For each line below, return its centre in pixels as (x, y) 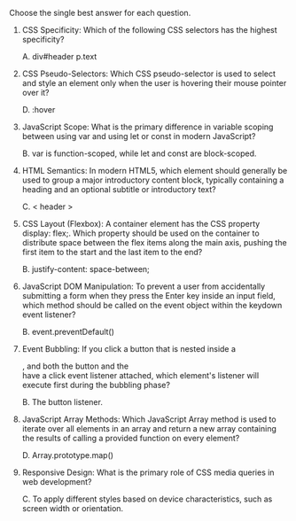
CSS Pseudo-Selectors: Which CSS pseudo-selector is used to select (149, 74)
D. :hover (39, 109)
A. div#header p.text (59, 56)
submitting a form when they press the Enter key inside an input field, (149, 295)
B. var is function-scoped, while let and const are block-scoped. (139, 153)
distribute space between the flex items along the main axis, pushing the (154, 242)
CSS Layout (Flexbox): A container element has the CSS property (141, 224)
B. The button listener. (62, 402)
